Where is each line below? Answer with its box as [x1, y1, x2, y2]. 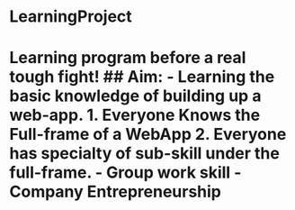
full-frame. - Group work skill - [9, 162, 242, 183]
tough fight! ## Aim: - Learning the [9, 67, 275, 87]
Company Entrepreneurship [9, 182, 222, 202]
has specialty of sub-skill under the [9, 143, 281, 164]
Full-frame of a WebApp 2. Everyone [9, 124, 287, 145]
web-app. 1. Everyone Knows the [9, 105, 261, 125]
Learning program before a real [9, 48, 246, 68]
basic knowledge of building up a [9, 86, 262, 106]
